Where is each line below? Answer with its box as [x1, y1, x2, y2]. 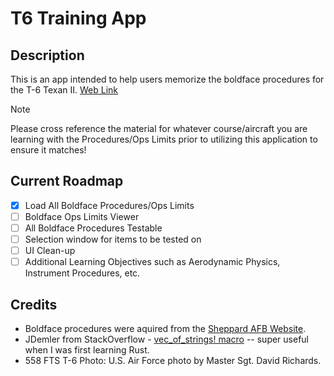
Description [10, 47, 85, 64]
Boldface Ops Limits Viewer [24, 210, 140, 222]
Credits [10, 296, 58, 313]
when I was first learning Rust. [24, 344, 150, 356]
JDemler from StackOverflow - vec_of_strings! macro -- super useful [24, 333, 309, 345]
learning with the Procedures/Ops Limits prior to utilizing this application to [10, 133, 318, 145]
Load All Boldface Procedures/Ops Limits [24, 199, 195, 211]
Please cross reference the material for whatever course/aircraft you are [10, 123, 308, 134]
